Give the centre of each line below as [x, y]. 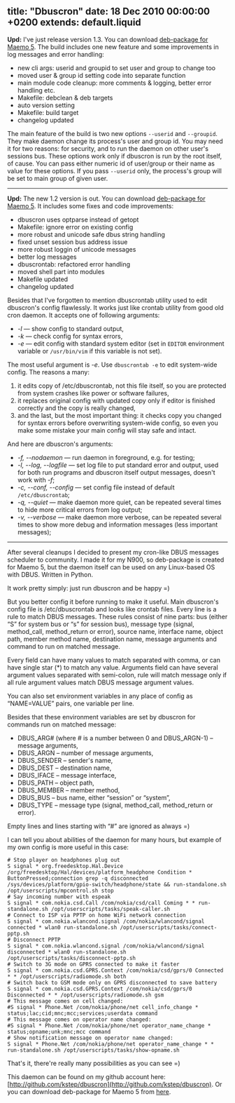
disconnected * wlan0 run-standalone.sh [67, 952]
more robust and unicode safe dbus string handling [91, 234]
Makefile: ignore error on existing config [75, 226]
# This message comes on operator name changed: [79, 1020]
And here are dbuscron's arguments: [60, 444]
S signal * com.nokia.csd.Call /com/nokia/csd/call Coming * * [101, 903]
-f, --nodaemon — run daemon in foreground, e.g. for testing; [106, 457]
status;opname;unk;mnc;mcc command [59, 1031]
